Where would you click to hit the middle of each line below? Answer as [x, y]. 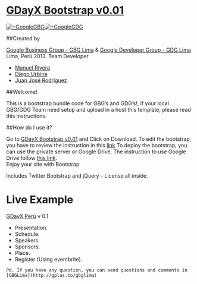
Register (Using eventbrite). [49, 259]
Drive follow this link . [32, 157]
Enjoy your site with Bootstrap [43, 164]
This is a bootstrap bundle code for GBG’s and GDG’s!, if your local [88, 103]
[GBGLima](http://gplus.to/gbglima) [51, 275]
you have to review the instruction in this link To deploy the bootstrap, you [97, 145]
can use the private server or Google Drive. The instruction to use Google [96, 152]
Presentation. [31, 228]
